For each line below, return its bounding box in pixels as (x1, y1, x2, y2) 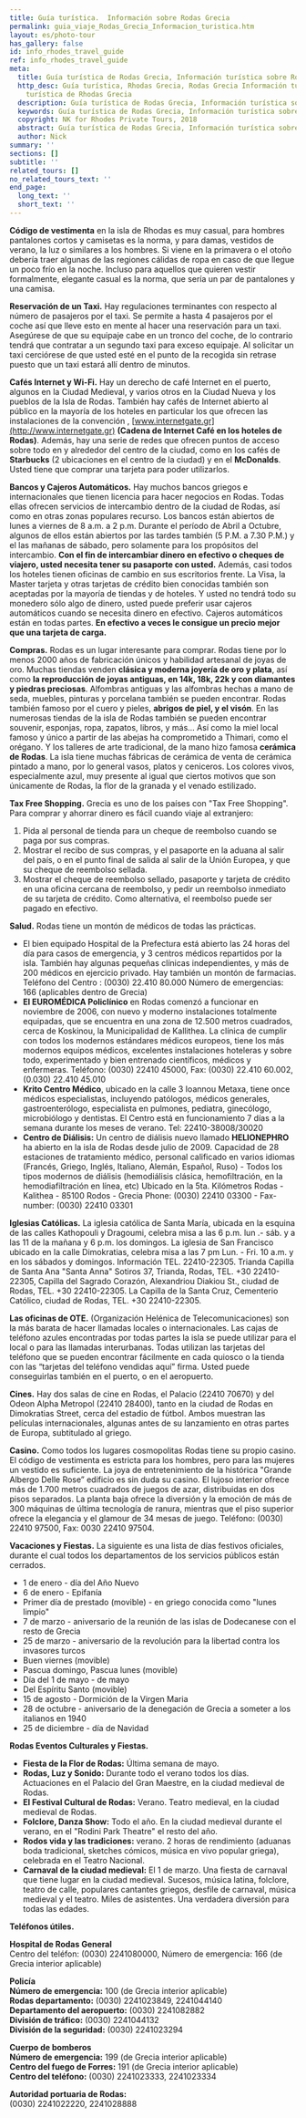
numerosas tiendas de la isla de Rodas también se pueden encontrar (9, 712, 267, 723)
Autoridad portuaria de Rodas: (9, 2088, 127, 2099)
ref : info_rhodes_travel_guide (9, 56, 128, 65)
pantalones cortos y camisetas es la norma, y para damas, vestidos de (9, 234, 275, 245)
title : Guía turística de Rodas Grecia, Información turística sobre (17, 73, 287, 82)
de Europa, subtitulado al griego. (9, 1427, 132, 1438)
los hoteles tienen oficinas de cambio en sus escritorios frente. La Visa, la (9, 568, 286, 579)
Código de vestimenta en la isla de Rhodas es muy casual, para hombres (9, 224, 285, 235)
